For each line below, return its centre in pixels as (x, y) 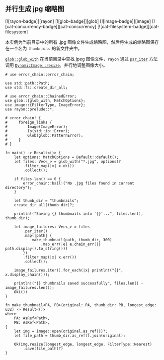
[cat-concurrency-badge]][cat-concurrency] (51, 26)
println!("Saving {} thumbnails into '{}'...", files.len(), (79, 214)
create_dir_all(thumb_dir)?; (44, 205)
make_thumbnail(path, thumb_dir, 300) (72, 240)
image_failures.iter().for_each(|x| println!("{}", (69, 270)
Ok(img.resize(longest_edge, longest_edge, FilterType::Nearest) (83, 344)
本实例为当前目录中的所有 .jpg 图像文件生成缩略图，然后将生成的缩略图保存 (82, 42)
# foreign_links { (29, 122)
